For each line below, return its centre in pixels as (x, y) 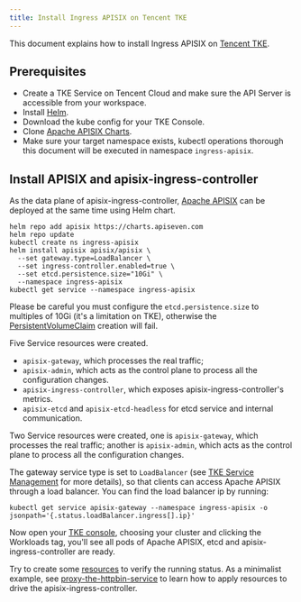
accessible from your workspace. (84, 103)
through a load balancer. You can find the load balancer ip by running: (139, 491)
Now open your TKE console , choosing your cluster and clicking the (135, 533)
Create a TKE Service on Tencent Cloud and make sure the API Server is (156, 93)
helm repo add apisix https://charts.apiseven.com (106, 227)
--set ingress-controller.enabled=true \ (96, 267)
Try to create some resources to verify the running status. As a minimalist (146, 570)
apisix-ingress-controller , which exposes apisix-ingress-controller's (153, 389)
